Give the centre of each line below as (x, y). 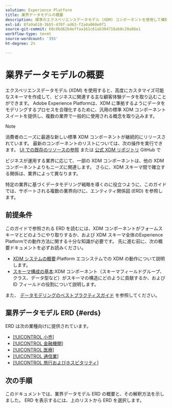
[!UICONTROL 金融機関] (38, 344)
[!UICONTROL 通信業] (36, 356)
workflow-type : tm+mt (28, 34)
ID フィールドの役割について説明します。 (56, 284)
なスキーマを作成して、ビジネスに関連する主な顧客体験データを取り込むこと (86, 97)
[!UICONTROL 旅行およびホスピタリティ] (56, 363)
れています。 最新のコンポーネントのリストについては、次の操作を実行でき (84, 143)
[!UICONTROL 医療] (34, 350)
